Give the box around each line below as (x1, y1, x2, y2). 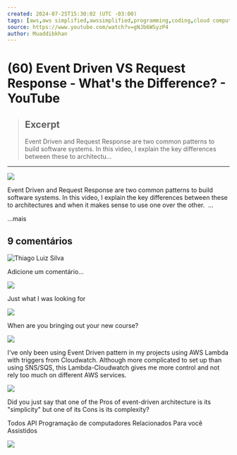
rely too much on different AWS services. (7, 371, 127, 379)
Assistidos (7, 427, 37, 435)
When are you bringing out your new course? (7, 321, 139, 330)
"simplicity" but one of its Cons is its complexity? (7, 406, 150, 414)
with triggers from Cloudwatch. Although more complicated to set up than (7, 356, 222, 365)
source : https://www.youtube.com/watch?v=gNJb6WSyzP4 (7, 23, 169, 30)
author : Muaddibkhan (7, 30, 68, 37)
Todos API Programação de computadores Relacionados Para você (7, 419, 203, 427)
